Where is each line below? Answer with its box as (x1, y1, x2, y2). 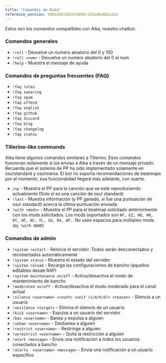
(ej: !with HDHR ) (12, 222, 44, 229)
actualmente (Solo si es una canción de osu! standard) (12, 191, 124, 197)
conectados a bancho (12, 341, 57, 347)
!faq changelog (12, 127, 44, 132)
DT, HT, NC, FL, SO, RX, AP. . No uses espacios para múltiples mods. (12, 217, 156, 223)
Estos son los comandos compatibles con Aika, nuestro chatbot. (5, 25, 136, 31)
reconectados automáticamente (12, 252, 78, 258)
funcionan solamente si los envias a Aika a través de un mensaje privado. (5, 160, 155, 166)
